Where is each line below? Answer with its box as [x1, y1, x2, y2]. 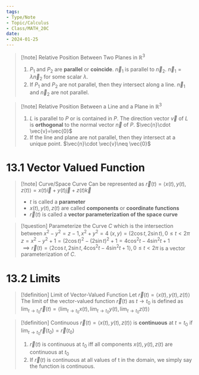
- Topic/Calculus [6, 20, 49, 26]
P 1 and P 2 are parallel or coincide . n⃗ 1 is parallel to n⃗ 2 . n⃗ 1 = [29, 65, 182, 74]
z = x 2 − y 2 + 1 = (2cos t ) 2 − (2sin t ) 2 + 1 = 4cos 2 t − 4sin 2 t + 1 [20, 236, 170, 244]
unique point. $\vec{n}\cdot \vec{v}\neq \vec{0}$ [29, 140, 151, 147]
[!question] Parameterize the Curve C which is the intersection [20, 223, 173, 230]
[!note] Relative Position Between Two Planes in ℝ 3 [20, 53, 146, 61]
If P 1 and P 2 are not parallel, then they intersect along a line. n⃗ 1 [29, 81, 186, 90]
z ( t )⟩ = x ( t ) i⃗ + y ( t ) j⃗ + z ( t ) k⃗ [20, 187, 91, 194]
